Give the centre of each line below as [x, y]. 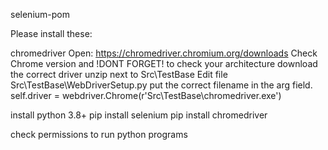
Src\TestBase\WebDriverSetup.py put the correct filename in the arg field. [161, 85]
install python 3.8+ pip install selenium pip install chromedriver [139, 115]
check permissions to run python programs [99, 134]
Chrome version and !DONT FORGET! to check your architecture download [164, 63]
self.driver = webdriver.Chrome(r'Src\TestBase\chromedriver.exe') [146, 95]
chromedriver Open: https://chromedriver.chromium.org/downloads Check [164, 53]
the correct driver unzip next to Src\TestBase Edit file [119, 74]
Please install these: [51, 33]
